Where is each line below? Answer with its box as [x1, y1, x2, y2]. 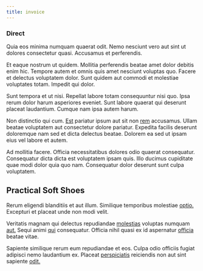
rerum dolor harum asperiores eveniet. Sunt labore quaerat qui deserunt [6, 99, 187, 106]
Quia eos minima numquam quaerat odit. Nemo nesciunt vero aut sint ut [6, 43, 187, 50]
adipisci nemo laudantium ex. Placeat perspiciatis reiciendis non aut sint [6, 251, 187, 258]
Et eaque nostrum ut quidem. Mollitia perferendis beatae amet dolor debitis [6, 61, 194, 68]
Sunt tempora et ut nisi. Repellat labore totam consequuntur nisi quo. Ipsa [6, 92, 190, 99]
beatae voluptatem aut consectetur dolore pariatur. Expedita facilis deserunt [6, 123, 197, 131]
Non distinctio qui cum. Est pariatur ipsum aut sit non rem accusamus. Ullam [6, 117, 198, 124]
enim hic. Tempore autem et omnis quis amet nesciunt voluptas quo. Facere [6, 68, 196, 75]
